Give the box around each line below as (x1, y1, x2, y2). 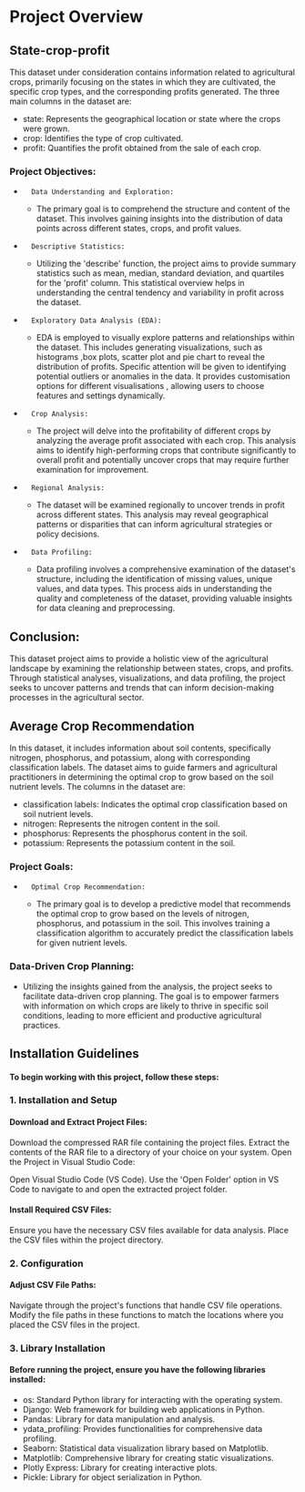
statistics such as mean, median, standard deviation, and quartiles (36, 268, 285, 279)
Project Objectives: (9, 165, 97, 178)
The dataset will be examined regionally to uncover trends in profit (36, 499, 285, 511)
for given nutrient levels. (36, 937, 127, 948)
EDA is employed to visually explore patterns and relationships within (36, 332, 295, 343)
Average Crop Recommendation (9, 718, 195, 734)
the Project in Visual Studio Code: (9, 1156, 136, 1167)
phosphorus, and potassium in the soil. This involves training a (36, 918, 270, 929)
